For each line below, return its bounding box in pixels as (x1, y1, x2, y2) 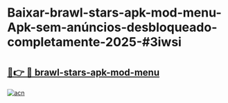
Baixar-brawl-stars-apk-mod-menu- (7, 5, 222, 21)
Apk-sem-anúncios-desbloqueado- (7, 19, 218, 35)
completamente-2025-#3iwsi (7, 35, 182, 50)
